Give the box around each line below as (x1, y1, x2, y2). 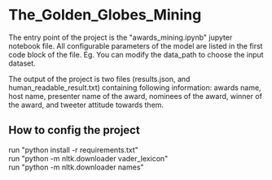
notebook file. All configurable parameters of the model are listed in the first (8, 41, 263, 50)
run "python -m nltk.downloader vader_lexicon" (8, 153, 169, 163)
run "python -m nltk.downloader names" (8, 162, 144, 172)
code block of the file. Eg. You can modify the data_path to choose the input (8, 49, 264, 59)
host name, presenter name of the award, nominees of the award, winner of (8, 91, 263, 101)
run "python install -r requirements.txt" (8, 144, 138, 155)
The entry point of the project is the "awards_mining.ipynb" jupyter (8, 32, 233, 42)
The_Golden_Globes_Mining (8, 6, 202, 24)
